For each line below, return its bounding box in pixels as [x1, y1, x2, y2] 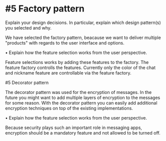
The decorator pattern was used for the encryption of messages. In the [5, 89, 152, 95]
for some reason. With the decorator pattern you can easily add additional [5, 99, 157, 105]
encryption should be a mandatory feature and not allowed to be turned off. [5, 129, 161, 135]
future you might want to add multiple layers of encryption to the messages [5, 94, 160, 100]
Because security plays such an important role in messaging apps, [5, 124, 142, 130]
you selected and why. [5, 24, 51, 30]
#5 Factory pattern [5, 3, 85, 14]
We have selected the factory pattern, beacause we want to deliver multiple [5, 34, 161, 40]
